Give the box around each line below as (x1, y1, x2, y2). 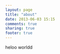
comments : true (5, 21, 37, 26)
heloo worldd (5, 44, 33, 50)
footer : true (5, 30, 33, 35)
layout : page (5, 7, 33, 12)
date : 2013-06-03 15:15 (5, 16, 55, 21)
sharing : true (5, 26, 35, 31)
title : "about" (5, 12, 37, 17)
